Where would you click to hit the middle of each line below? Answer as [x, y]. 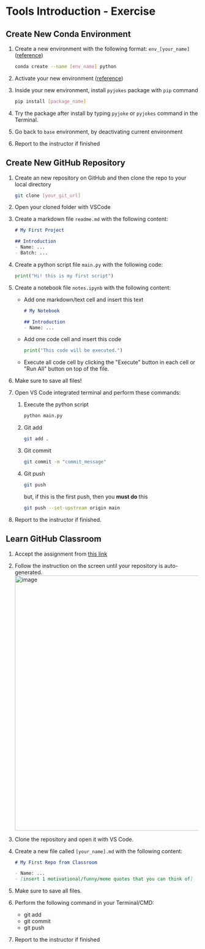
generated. [28, 572]
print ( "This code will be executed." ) [73, 351]
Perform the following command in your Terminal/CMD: [84, 903]
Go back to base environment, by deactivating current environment [99, 132]
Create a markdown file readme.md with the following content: [91, 219]
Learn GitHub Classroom [54, 539]
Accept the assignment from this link [61, 554]
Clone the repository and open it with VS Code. [74, 839]
